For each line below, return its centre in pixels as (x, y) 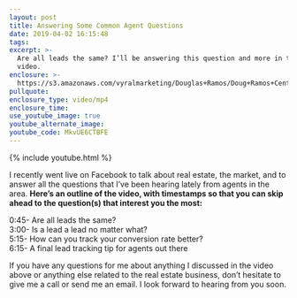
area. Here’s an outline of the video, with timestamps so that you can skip (146, 193)
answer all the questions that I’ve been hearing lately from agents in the (139, 184)
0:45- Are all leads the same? (63, 220)
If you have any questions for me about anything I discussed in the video (141, 265)
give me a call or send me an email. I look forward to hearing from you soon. (148, 284)
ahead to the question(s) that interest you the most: (106, 202)
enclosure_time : (39, 108)
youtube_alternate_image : (57, 125)
